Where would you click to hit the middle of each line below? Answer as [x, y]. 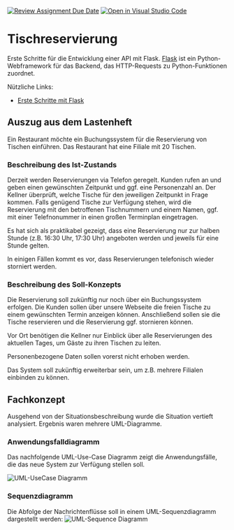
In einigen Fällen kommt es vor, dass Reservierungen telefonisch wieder [111, 259]
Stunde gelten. [29, 245]
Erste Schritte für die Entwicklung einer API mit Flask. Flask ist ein [102, 58]
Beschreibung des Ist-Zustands [62, 164]
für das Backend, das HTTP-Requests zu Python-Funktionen [140, 66]
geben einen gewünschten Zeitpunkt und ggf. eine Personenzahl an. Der [112, 187]
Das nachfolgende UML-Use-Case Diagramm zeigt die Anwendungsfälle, [112, 457]
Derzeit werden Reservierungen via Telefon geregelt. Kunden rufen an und [114, 180]
